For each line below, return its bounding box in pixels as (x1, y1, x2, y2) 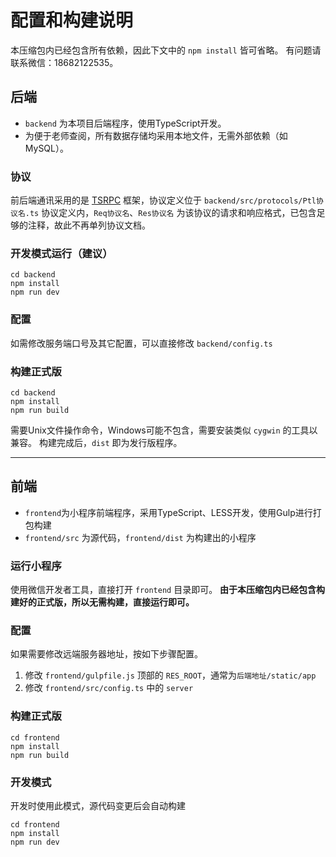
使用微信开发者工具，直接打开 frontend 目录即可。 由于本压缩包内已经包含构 (10, 584, 326, 596)
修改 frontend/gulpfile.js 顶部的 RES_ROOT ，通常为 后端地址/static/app (24, 669, 317, 681)
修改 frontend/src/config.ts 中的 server (24, 682, 194, 694)
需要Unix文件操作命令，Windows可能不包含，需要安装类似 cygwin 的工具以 (10, 424, 318, 436)
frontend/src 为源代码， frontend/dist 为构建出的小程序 (24, 531, 257, 543)
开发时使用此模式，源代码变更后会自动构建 (10, 799, 186, 811)
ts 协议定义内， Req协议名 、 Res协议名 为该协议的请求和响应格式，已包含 (29, 207, 317, 219)
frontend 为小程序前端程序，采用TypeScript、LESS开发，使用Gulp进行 (24, 506, 313, 518)
